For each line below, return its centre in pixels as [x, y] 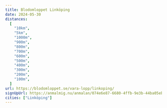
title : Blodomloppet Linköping [38, 10]
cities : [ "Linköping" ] [29, 98]
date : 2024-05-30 [23, 14]
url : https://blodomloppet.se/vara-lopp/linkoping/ [60, 88]
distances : [16, 19]
